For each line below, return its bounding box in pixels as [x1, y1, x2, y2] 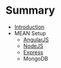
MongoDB [23, 55, 48, 62]
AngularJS [23, 36, 49, 43]
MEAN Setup [14, 29, 46, 36]
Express [23, 48, 44, 55]
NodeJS [23, 42, 44, 50]
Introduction [14, 23, 45, 30]
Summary [5, 4, 55, 17]
